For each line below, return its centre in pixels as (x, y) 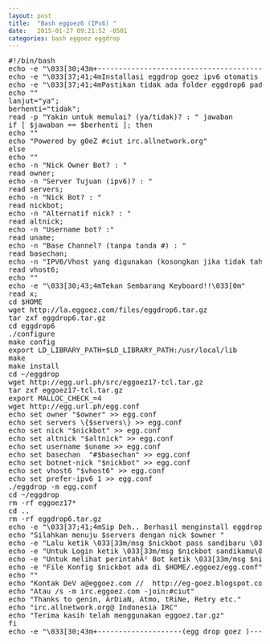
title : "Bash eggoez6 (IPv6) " (62, 23)
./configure (32, 334)
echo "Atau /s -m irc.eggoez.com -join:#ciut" (102, 591)
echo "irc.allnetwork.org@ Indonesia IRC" (93, 607)
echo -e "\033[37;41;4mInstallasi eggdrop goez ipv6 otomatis (133, 77)
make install (34, 366)
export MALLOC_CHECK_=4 (55, 398)
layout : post (30, 16)
